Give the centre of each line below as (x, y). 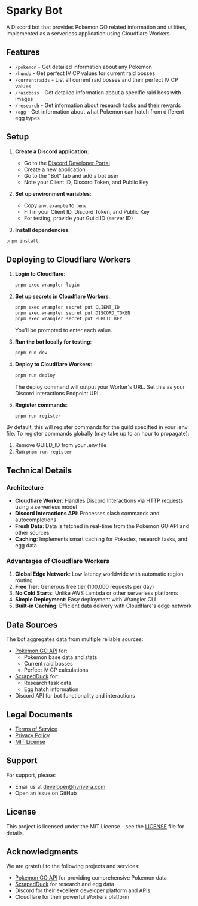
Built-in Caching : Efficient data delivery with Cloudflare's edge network (103, 606)
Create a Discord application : (52, 151)
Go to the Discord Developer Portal (67, 163)
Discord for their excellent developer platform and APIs (83, 890)
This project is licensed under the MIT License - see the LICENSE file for (95, 826)
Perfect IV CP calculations (56, 670)
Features (23, 53)
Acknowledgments (42, 852)
